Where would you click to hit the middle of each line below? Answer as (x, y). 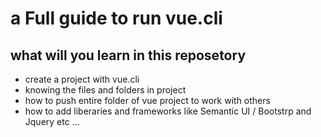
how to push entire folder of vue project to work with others (147, 100)
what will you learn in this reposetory (128, 55)
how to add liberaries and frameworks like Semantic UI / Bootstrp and (168, 111)
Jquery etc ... (52, 121)
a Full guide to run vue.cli (116, 18)
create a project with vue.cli (82, 79)
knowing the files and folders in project (105, 90)
